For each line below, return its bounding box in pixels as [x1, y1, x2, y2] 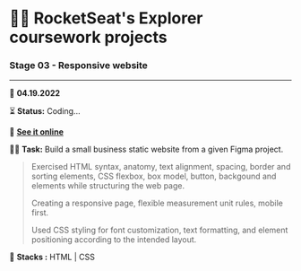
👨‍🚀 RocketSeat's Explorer [9, 8, 203, 29]
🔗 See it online [9, 127, 64, 137]
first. [30, 207, 49, 218]
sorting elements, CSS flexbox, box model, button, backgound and [30, 170, 277, 182]
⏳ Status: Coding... [9, 106, 81, 117]
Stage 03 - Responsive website [9, 59, 148, 72]
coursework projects [9, 27, 168, 48]
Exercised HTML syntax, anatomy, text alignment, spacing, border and [30, 162, 291, 172]
